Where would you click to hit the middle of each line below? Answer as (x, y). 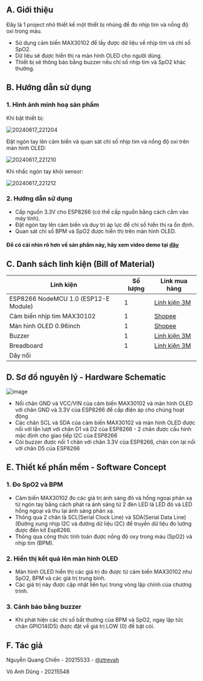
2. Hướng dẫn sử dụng (39, 199)
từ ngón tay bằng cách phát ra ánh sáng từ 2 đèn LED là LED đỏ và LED (104, 504)
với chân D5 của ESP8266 (47, 449)
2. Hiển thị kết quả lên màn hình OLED (62, 558)
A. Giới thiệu (30, 10)
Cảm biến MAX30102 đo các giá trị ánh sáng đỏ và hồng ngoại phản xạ (103, 498)
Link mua (174, 281)
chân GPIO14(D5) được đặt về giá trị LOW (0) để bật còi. (85, 627)
